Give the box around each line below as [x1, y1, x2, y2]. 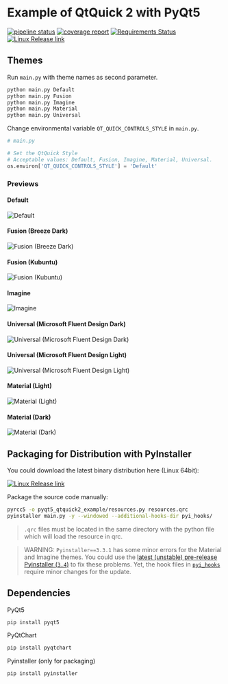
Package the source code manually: [7, 492, 108, 501]
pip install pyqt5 [7, 619, 60, 626]
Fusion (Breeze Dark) [7, 227, 68, 235]
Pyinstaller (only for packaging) [7, 657, 96, 665]
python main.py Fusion [7, 93, 72, 100]
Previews [7, 179, 39, 188]
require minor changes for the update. [23, 567, 131, 575]
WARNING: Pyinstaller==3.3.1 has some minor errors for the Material [23, 545, 222, 554]
